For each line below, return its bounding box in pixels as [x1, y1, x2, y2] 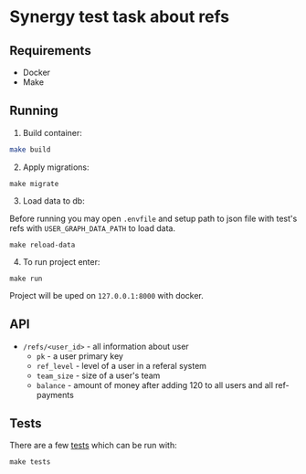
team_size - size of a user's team [36, 370, 161, 381]
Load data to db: [22, 195, 85, 206]
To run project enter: [22, 256, 100, 267]
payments [36, 389, 75, 400]
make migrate [9, 179, 59, 188]
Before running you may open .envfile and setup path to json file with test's [9, 213, 298, 224]
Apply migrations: [22, 162, 90, 173]
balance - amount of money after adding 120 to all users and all [36, 379, 274, 390]
